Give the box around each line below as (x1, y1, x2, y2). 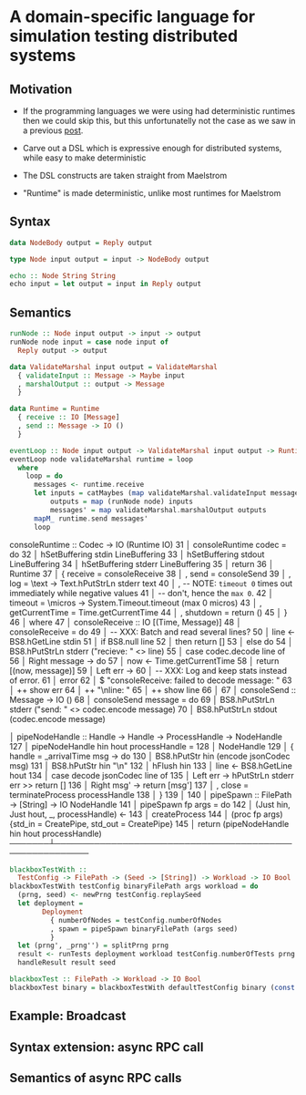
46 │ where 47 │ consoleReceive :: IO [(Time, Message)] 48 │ (9, 616, 242, 627)
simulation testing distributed (9, 26, 239, 46)
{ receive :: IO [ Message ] (17, 413, 120, 422)
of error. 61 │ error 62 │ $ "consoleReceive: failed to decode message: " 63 (9, 675, 293, 686)
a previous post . (22, 125, 84, 136)
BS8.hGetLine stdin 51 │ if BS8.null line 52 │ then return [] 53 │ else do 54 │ (9, 635, 293, 646)
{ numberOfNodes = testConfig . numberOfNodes (49, 915, 222, 925)
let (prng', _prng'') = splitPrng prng (17, 941, 169, 950)
